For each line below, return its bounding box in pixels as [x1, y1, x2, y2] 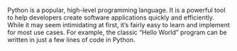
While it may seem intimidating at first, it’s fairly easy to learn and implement [7, 21, 231, 29]
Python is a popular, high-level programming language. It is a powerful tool [7, 6, 226, 14]
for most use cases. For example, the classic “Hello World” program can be [7, 28, 227, 36]
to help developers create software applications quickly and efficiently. [7, 13, 215, 22]
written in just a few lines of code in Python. [7, 36, 136, 44]
